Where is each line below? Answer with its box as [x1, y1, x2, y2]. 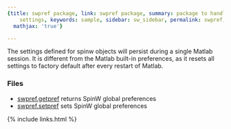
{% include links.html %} [7, 115, 77, 123]
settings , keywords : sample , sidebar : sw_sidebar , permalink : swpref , [19, 16, 226, 23]
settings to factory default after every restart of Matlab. [7, 62, 164, 70]
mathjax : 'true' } [13, 23, 63, 29]
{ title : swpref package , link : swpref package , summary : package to [7, 10, 208, 17]
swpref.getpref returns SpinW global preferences [16, 94, 157, 102]
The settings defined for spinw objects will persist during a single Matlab [7, 47, 213, 55]
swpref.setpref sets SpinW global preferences [16, 102, 148, 110]
